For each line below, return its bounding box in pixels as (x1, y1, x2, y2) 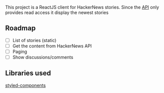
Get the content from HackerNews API (12, 42, 92, 49)
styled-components (5, 82, 46, 88)
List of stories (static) (12, 37, 57, 43)
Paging (12, 48, 28, 54)
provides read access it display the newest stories (5, 9, 109, 15)
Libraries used (5, 69, 51, 77)
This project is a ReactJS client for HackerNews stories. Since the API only (5, 4, 159, 10)
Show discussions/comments (12, 54, 74, 60)
